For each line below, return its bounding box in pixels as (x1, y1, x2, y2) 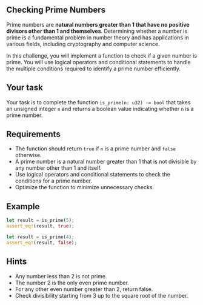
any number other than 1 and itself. (15, 164, 102, 172)
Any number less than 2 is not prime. (15, 272, 107, 280)
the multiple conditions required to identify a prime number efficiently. (6, 65, 181, 72)
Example (6, 201, 40, 212)
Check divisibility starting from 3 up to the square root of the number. (15, 292, 188, 299)
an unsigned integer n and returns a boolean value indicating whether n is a (6, 105, 194, 112)
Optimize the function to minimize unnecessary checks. (15, 184, 155, 191)
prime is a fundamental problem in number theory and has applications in (6, 33, 189, 41)
